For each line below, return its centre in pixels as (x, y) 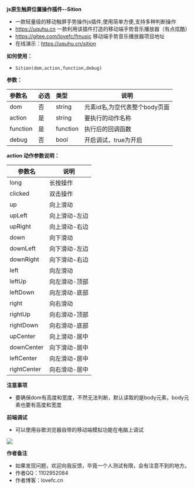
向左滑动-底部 (69, 293)
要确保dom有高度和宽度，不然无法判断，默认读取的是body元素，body (99, 397)
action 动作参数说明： (33, 155)
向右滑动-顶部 (69, 314)
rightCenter (25, 369)
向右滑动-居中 (69, 370)
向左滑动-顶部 (69, 282)
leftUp (18, 281)
